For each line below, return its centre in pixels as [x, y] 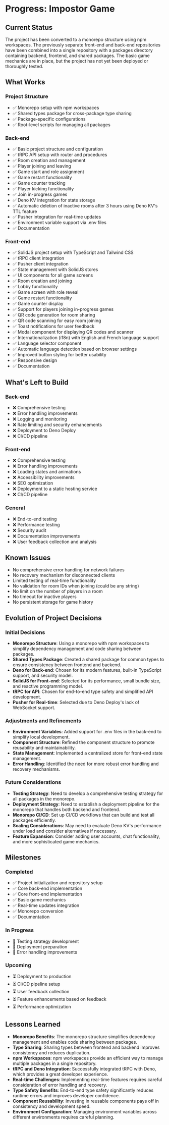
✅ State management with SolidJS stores [55, 270]
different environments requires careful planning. [63, 1117]
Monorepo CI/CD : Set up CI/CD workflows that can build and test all [83, 815]
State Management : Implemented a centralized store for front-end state [88, 753]
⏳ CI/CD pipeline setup [36, 984]
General [15, 508]
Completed [19, 872]
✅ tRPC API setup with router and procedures [60, 154]
